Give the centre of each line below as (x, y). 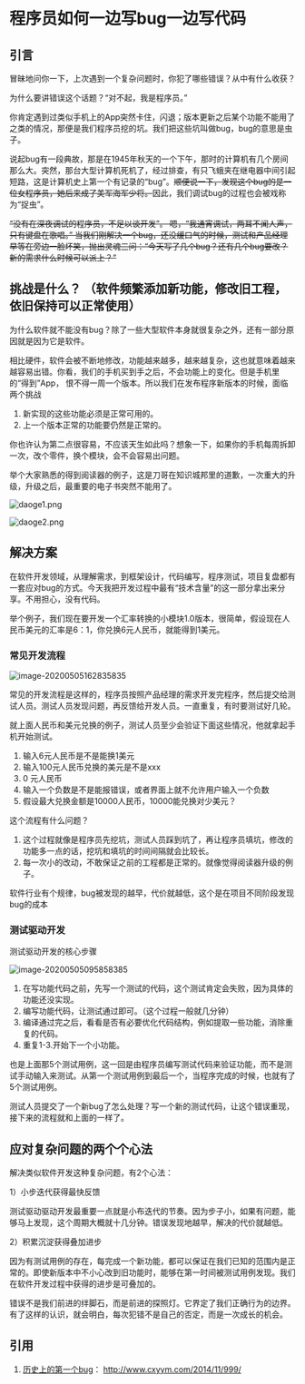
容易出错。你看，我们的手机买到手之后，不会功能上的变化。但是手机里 (148, 371)
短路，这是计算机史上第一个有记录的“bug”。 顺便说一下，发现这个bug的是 (147, 182)
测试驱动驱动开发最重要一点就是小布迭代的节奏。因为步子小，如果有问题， (148, 1212)
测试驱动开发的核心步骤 (53, 952)
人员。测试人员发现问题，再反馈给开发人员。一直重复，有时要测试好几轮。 (156, 705)
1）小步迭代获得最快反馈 (55, 1192)
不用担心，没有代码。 (65, 599)
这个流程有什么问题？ (49, 820)
